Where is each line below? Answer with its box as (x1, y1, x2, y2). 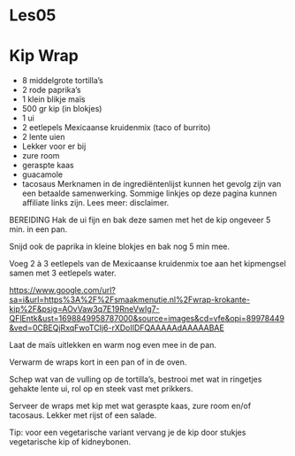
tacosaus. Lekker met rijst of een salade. (9, 410, 157, 421)
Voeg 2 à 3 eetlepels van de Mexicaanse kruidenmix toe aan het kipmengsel (9, 259, 287, 269)
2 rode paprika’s (21, 85, 81, 96)
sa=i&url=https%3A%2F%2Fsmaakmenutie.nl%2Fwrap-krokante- (9, 294, 250, 305)
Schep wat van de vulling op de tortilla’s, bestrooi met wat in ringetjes (9, 374, 262, 385)
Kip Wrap (9, 46, 79, 66)
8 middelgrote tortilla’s (21, 75, 103, 86)
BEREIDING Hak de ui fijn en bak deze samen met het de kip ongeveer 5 (9, 214, 271, 226)
